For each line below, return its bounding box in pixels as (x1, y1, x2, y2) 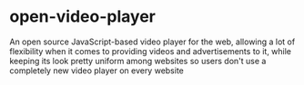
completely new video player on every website (9, 65, 185, 76)
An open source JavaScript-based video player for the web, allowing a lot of (9, 36, 296, 47)
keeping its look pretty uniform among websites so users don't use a (9, 55, 267, 66)
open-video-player (9, 6, 157, 27)
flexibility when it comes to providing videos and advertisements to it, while (9, 45, 292, 56)
